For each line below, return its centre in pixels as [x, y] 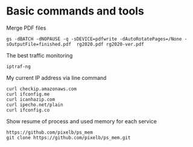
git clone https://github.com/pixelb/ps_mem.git [68, 137]
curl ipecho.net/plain [35, 105]
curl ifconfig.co [28, 110]
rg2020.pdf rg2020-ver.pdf [110, 44]
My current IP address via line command [56, 77]
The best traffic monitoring [40, 55]
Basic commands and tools [75, 11]
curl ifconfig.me [28, 94]
